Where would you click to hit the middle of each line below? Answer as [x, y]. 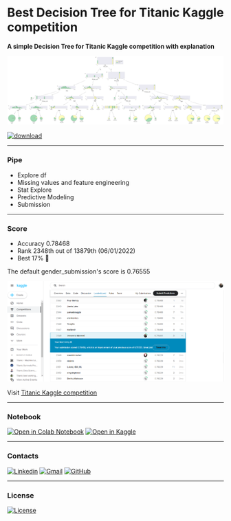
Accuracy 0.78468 [43, 243]
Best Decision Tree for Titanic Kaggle [115, 13]
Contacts [23, 456]
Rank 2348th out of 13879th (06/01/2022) [76, 251]
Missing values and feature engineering [73, 182]
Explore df [32, 175]
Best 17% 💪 [33, 258]
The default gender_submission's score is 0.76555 [79, 271]
